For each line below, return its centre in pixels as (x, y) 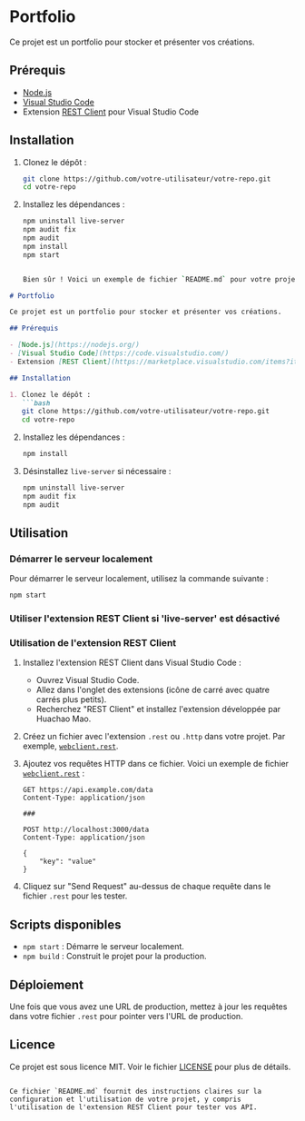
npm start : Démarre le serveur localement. (103, 947)
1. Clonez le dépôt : (50, 394)
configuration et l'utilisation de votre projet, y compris (126, 1099)
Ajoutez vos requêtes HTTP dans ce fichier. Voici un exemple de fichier (155, 764)
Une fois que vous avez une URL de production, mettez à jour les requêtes (148, 1007)
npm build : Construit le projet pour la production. (114, 957)
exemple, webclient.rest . (70, 746)
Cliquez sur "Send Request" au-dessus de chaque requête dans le (147, 887)
